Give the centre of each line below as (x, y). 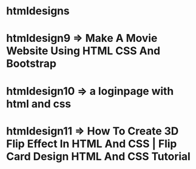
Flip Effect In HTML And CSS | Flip (92, 144)
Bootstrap (31, 64)
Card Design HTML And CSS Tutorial (98, 156)
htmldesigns (38, 11)
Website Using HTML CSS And (83, 51)
